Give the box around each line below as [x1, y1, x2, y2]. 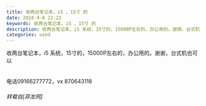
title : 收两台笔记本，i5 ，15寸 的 [6, 9, 88, 15]
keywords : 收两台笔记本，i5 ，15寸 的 [6, 20, 96, 26]
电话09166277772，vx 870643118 [6, 78, 93, 85]
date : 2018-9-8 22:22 [6, 15, 62, 21]
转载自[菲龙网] [6, 93, 43, 100]
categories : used [6, 32, 51, 38]
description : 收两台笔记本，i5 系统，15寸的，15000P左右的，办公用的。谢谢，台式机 [6, 26, 200, 32]
